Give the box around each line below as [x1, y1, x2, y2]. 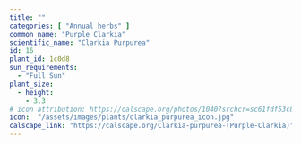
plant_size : [9, 80, 54, 89]
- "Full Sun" [17, 72, 66, 80]
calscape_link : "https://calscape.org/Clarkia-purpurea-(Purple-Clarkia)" [9, 122, 295, 131]
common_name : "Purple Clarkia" [9, 30, 126, 38]
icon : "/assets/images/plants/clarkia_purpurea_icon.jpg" [9, 113, 235, 122]
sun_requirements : [9, 64, 78, 72]
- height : [17, 88, 54, 97]
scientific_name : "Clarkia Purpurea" [9, 38, 150, 47]
